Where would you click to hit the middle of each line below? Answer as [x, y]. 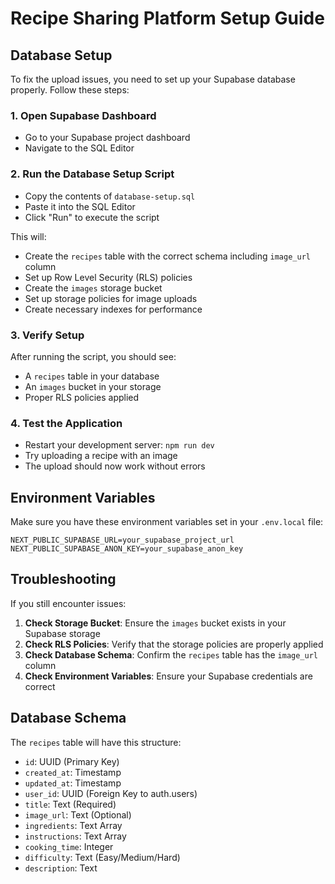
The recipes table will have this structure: [96, 742]
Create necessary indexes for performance [113, 309]
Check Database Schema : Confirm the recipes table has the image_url [171, 654]
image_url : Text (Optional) [78, 814]
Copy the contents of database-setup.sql [110, 196]
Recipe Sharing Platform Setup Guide [167, 18]
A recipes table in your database [92, 376]
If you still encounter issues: [68, 603]
